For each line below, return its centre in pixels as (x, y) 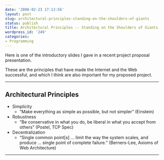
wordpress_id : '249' (26, 32)
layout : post (18, 14)
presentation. (18, 60)
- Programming (20, 41)
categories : (17, 37)
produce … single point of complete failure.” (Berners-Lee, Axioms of (89, 142)
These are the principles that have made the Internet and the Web (71, 70)
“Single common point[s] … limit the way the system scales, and (84, 137)
